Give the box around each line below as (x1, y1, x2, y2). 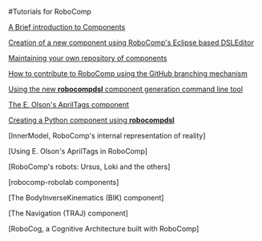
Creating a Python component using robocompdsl (8, 115, 175, 125)
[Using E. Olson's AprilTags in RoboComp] (8, 147, 148, 155)
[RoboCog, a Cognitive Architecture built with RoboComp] (8, 224, 200, 233)
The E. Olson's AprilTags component (8, 100, 130, 109)
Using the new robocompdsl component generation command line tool (8, 84, 243, 94)
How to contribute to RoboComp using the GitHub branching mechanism (8, 69, 248, 78)
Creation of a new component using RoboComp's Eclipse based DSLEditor (8, 38, 254, 47)
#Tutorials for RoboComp (8, 7, 92, 16)
